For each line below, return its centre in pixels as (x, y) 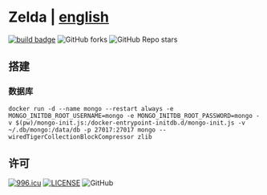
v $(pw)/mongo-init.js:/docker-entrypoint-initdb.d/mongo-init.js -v (127, 123)
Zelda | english (59, 17)
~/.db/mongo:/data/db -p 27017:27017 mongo (82, 130)
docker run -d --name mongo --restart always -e (91, 108)
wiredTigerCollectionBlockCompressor (71, 136)
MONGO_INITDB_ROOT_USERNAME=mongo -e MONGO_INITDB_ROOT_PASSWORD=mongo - (134, 116)
